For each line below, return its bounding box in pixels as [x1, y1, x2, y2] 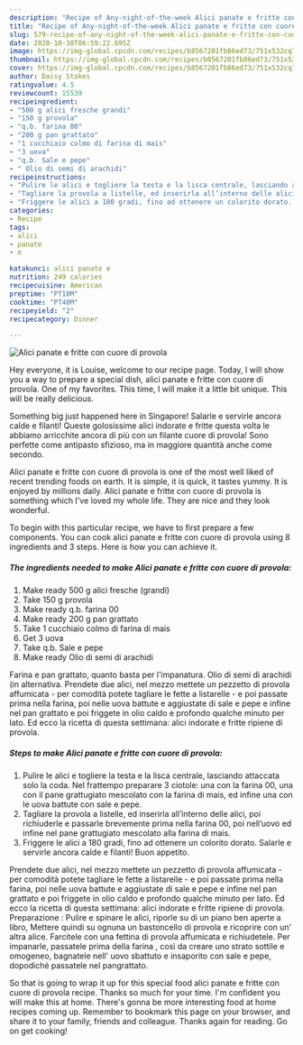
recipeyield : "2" [9, 306, 75, 316]
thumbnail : [9, 55, 50, 64]
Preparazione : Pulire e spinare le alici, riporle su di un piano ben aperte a [9, 912, 281, 923]
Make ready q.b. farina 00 [22, 604, 119, 615]
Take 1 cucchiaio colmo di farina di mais [22, 623, 171, 634]
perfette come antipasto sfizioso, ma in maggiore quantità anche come [9, 439, 272, 451]
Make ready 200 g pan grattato [22, 614, 139, 625]
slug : [9, 30, 30, 39]
